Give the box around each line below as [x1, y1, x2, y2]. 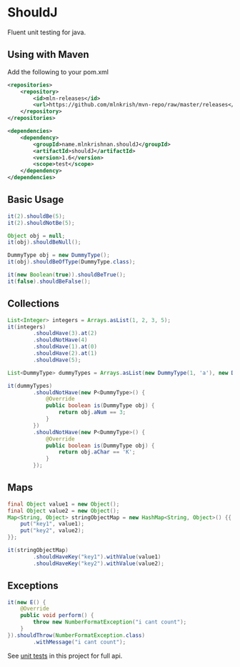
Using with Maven [7, 49, 89, 61]
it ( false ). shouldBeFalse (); [7, 278, 91, 285]
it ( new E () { [7, 598, 46, 606]
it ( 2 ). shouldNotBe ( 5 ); [7, 219, 75, 226]
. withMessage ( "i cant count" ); [33, 638, 126, 646]
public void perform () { [20, 612, 94, 619]
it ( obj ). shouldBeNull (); [7, 239, 81, 246]
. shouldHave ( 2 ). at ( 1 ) [33, 350, 98, 357]
